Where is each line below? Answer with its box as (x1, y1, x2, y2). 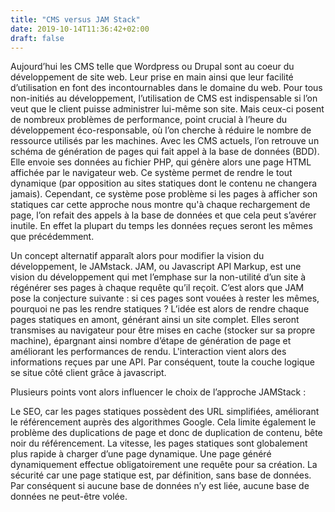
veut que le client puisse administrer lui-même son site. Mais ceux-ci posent (10, 103, 325, 115)
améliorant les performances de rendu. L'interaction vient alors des (10, 346, 287, 358)
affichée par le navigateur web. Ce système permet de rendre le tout (10, 167, 293, 179)
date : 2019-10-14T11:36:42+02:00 (10, 24, 150, 34)
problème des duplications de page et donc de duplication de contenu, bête (10, 427, 323, 439)
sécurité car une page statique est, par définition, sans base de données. (10, 469, 312, 481)
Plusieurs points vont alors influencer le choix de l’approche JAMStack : (10, 386, 307, 398)
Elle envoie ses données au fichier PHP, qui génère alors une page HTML (10, 156, 312, 168)
